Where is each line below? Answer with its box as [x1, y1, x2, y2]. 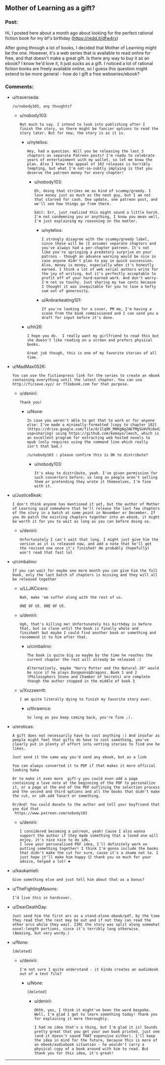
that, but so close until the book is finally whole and [19, 626, 139, 631]
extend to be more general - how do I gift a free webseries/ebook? [5, 71, 140, 77]
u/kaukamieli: [12, 868, 39, 873]
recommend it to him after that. [19, 635, 88, 640]
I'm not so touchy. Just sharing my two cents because [41, 280, 156, 285]
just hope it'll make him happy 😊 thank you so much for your [19, 854, 151, 860]
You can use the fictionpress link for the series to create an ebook [12, 373, 160, 378]
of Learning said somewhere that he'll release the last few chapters [12, 506, 160, 511]
